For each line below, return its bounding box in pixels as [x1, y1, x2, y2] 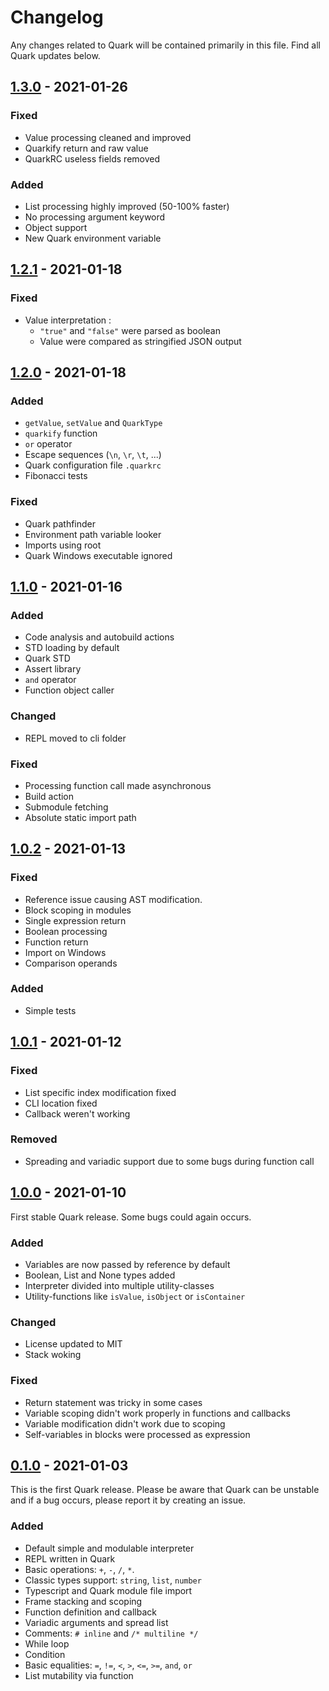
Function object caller [24, 684, 115, 696]
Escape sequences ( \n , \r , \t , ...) [24, 449, 162, 461]
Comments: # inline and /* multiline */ [24, 1627, 199, 1639]
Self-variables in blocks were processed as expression [24, 1428, 251, 1440]
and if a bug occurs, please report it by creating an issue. [10, 1494, 247, 1506]
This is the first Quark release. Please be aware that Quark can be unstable [10, 1484, 320, 1496]
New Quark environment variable [24, 232, 162, 244]
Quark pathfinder [24, 517, 97, 530]
